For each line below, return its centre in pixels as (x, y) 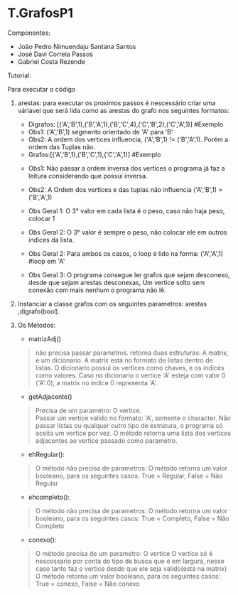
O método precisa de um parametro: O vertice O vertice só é (124, 553)
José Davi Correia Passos (55, 54)
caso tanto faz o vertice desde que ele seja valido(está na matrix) (131, 568)
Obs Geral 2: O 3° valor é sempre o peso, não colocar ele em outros (128, 232)
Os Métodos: (36, 325)
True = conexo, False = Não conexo (87, 584)
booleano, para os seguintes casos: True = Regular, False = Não (129, 476)
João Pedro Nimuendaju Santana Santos (77, 46)
